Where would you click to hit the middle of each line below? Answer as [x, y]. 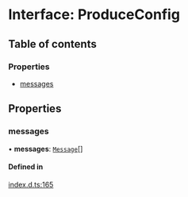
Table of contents [52, 44]
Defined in [26, 167]
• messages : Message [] [46, 149]
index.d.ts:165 [31, 184]
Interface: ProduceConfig [94, 15]
